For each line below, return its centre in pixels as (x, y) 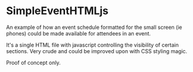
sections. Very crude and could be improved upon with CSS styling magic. (97, 51)
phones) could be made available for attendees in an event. (78, 33)
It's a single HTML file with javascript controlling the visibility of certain (93, 45)
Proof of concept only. (33, 63)
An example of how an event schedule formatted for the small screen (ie (94, 27)
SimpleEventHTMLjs (57, 11)
